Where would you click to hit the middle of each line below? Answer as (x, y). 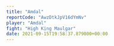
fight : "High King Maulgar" (41, 28)
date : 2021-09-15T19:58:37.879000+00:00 (57, 34)
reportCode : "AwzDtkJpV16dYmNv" (46, 17)
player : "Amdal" (26, 23)
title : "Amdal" (25, 12)
